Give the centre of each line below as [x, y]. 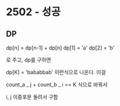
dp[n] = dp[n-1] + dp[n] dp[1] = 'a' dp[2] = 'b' [60, 48]
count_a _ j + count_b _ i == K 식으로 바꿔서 [57, 84]
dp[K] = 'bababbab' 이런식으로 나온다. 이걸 [56, 72]
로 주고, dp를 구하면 [29, 60]
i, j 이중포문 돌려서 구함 [32, 97]
